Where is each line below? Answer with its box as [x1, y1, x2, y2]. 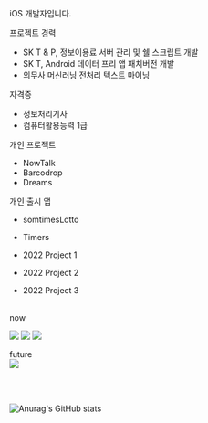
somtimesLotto [22, 214, 79, 225]
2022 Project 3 [22, 285, 79, 295]
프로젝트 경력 [9, 27, 57, 38]
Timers [22, 232, 50, 242]
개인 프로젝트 [9, 140, 57, 150]
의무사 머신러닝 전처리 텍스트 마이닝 [22, 69, 151, 80]
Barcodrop [22, 167, 63, 178]
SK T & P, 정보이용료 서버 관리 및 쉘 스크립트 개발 [22, 47, 199, 58]
